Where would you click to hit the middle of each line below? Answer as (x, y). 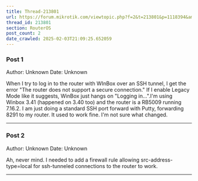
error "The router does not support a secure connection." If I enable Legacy (98, 90)
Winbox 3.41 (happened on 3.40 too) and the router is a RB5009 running (94, 102)
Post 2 (15, 136)
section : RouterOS (29, 28)
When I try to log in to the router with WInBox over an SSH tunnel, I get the (96, 83)
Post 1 (15, 59)
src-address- (156, 160)
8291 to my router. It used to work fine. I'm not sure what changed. (87, 115)
